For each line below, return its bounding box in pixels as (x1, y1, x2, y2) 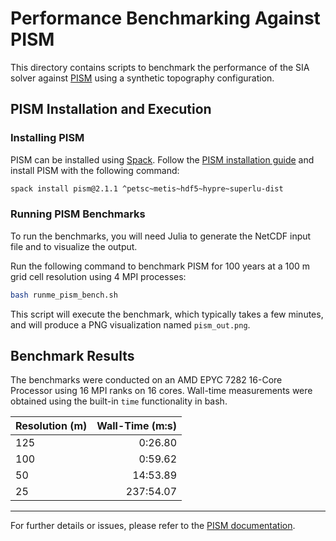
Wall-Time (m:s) (96, 419, 178, 433)
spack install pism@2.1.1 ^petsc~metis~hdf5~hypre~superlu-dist (10, 183, 284, 194)
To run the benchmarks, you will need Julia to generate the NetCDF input (10, 230, 312, 242)
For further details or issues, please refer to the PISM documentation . (10, 520, 296, 532)
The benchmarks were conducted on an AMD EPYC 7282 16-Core (10, 374, 283, 386)
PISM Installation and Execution (10, 101, 212, 118)
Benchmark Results (10, 348, 135, 365)
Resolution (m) (15, 419, 88, 433)
